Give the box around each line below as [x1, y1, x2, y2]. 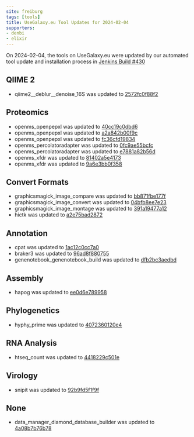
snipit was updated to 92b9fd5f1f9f [14, 386, 100, 393]
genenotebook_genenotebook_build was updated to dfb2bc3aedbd [14, 256, 177, 263]
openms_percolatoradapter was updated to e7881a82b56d [14, 147, 156, 155]
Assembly [6, 273, 44, 283]
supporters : [6, 25, 35, 31]
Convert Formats [6, 177, 69, 187]
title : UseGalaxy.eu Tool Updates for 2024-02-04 [6, 19, 129, 25]
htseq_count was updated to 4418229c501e [14, 353, 120, 360]
